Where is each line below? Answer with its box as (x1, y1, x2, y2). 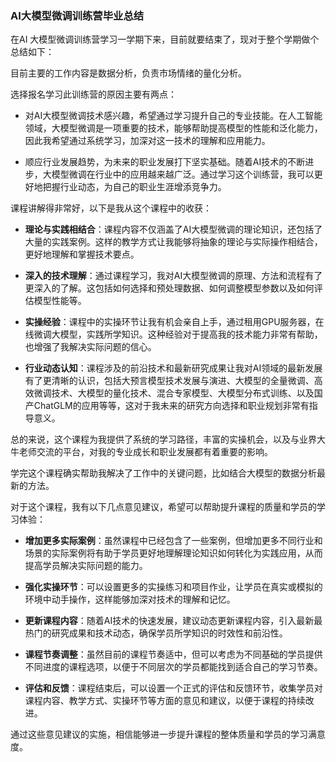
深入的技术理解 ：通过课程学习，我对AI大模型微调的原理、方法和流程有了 (24, 270, 323, 282)
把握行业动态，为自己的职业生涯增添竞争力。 (42, 181, 227, 193)
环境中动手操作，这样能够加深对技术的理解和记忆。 (24, 593, 236, 606)
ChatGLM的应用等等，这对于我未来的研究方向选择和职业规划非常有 (33, 400, 310, 412)
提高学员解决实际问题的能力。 (24, 560, 148, 572)
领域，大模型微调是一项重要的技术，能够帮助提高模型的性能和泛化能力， (24, 122, 323, 134)
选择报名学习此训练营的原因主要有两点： (10, 88, 177, 101)
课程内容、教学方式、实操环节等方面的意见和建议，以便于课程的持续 (24, 695, 306, 707)
